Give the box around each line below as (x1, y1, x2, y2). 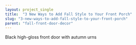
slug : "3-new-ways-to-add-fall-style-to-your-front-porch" (5, 16, 128, 21)
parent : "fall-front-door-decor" (5, 21, 73, 26)
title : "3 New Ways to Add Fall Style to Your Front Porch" (5, 12, 133, 17)
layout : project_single (5, 7, 54, 12)
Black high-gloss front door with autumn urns (5, 34, 97, 40)
